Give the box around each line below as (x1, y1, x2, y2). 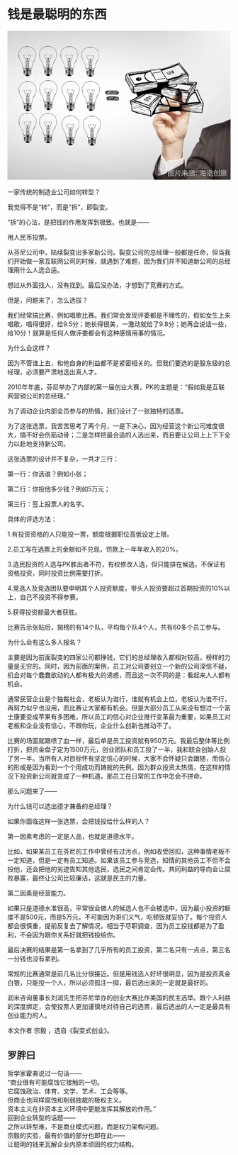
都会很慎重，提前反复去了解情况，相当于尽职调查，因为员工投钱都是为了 (7, 922, 218, 930)
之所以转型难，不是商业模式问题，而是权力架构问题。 (7, 1122, 163, 1131)
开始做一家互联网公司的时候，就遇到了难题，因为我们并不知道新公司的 (13, 257, 218, 266)
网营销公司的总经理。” (7, 391, 69, 401)
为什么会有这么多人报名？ (7, 638, 82, 647)
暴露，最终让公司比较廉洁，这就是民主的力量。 (13, 874, 150, 883)
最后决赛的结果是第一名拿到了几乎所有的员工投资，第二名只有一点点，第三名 (7, 946, 231, 954)
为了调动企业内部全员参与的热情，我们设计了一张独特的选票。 (7, 407, 188, 415)
